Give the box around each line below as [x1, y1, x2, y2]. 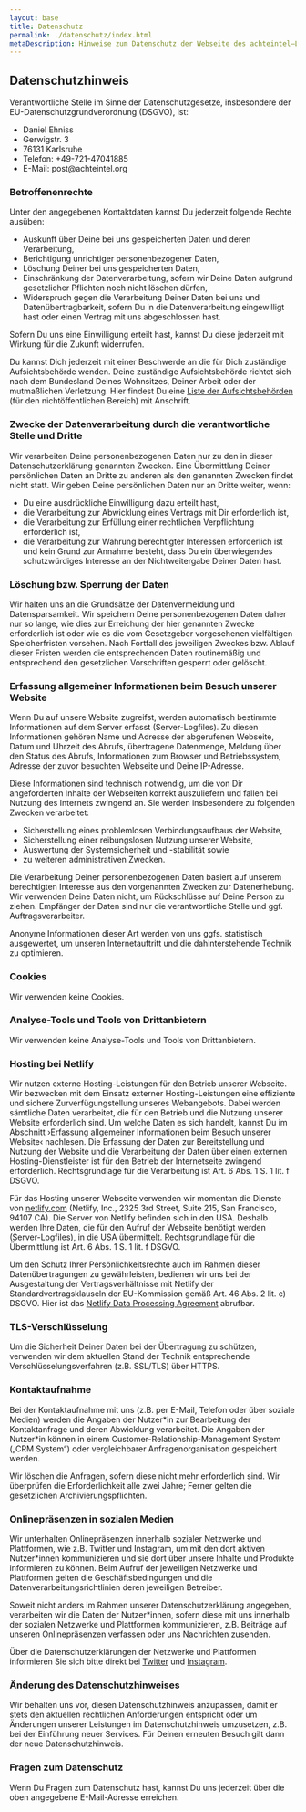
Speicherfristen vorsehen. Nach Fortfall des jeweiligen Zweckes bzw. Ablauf [9, 637, 296, 648]
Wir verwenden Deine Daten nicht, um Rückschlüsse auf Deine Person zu [9, 891, 285, 902]
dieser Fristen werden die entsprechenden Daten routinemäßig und [9, 647, 261, 658]
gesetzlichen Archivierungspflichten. [9, 1490, 148, 1501]
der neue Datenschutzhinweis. [9, 1738, 124, 1749]
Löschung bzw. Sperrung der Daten [9, 578, 170, 591]
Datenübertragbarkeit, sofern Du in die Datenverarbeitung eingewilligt [22, 302, 285, 313]
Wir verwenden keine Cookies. [9, 991, 125, 1002]
